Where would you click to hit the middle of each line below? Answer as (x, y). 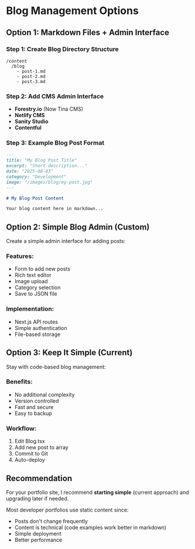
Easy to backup (33, 413)
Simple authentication (41, 328)
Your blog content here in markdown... (55, 209)
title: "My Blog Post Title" (42, 160)
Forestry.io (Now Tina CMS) (49, 109)
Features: (20, 256)
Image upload (31, 282)
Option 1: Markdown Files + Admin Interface (88, 32)
